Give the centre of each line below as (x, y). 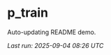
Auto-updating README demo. (52, 32)
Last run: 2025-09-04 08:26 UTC (55, 45)
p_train (28, 13)
